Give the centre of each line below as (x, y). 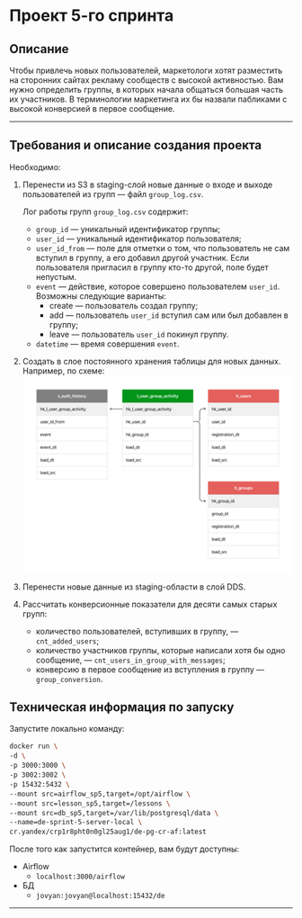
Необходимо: (35, 166)
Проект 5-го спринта (92, 16)
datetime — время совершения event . (107, 344)
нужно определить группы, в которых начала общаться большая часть (147, 90)
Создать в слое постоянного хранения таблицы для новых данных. (151, 361)
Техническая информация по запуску (122, 707)
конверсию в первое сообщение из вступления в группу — (150, 669)
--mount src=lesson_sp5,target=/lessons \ (90, 803)
